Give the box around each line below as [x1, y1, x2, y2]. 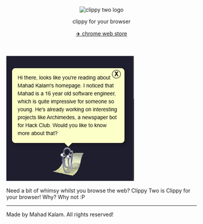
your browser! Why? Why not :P [6, 194, 86, 200]
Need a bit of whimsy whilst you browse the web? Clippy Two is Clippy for [6, 187, 191, 194]
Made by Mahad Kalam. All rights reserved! [6, 211, 114, 218]
